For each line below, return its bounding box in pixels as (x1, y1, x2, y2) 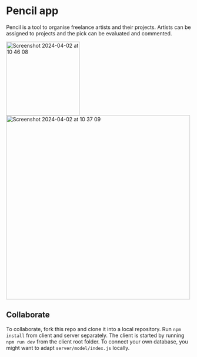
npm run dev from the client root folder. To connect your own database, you (6, 338, 188, 345)
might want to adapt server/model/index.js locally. (6, 344, 130, 351)
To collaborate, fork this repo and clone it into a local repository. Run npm (6, 325, 181, 332)
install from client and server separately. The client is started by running (6, 332, 185, 339)
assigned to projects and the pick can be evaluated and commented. (6, 29, 172, 37)
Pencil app (6, 4, 59, 18)
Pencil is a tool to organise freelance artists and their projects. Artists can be (6, 24, 191, 31)
